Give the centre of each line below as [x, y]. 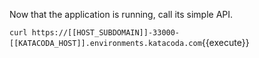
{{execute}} [225, 42]
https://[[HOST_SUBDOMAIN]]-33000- [106, 33]
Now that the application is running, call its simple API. [121, 14]
